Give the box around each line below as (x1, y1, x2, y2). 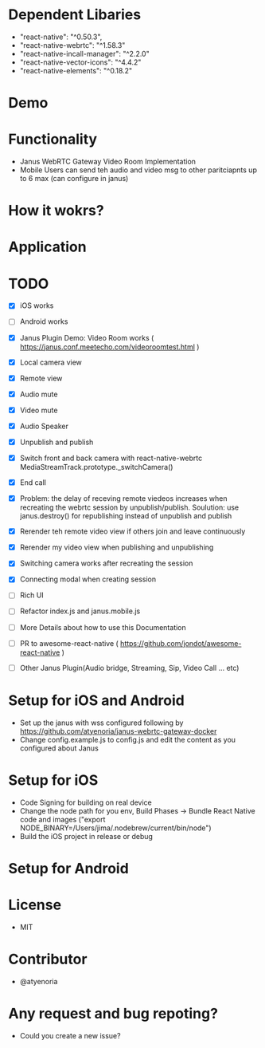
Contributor (8, 950, 88, 968)
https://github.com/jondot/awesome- (120, 638, 242, 648)
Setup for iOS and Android (8, 691, 185, 709)
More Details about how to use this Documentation (19, 622, 187, 632)
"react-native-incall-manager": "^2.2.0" (19, 49, 150, 58)
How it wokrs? (8, 202, 105, 220)
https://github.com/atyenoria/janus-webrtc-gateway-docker (19, 726, 217, 735)
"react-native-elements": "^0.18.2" (19, 65, 133, 75)
